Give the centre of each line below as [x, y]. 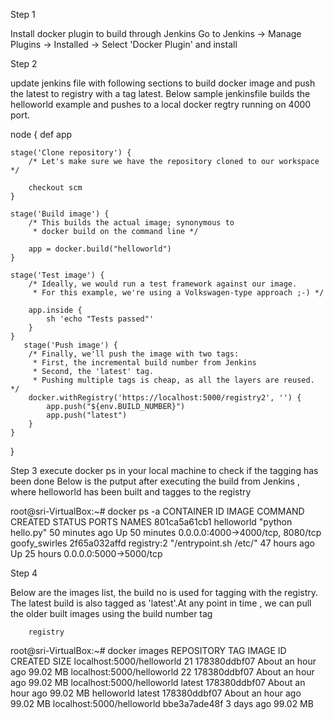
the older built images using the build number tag [111, 613]
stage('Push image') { [70, 345]
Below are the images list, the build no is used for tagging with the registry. [164, 592]
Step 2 [24, 63]
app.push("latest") [87, 415]
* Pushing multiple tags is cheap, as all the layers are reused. [173, 380]
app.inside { [55, 310]
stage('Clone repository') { [71, 153]
